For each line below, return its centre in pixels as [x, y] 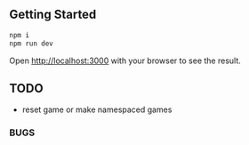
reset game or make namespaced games [97, 109]
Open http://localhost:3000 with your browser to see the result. [125, 60]
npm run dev [31, 44]
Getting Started [53, 15]
